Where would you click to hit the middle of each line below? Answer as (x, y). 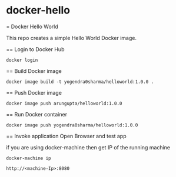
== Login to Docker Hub (35, 49)
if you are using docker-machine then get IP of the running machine (88, 147)
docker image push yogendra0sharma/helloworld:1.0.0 (72, 125)
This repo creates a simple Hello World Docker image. (72, 38)
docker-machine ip (29, 158)
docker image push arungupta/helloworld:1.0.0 (64, 103)
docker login (22, 60)
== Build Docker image (34, 71)
